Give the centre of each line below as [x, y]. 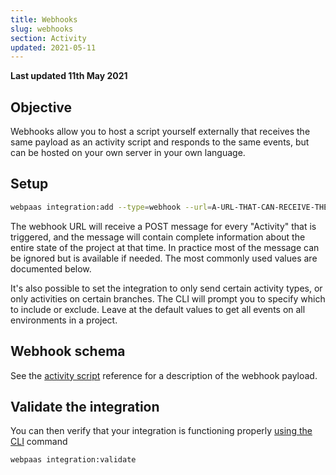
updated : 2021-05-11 [53, 47]
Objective [41, 107]
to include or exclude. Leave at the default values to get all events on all [158, 309]
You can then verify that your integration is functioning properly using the [161, 431]
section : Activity [48, 38]
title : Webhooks [44, 19]
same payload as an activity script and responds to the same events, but [160, 142]
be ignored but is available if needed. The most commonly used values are [164, 258]
